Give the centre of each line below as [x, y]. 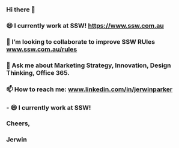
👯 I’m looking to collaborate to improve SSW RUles [80, 41]
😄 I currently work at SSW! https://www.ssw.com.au [85, 25]
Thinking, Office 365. [38, 73]
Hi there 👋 [21, 10]
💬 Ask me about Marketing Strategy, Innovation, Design [89, 65]
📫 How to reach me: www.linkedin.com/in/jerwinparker [89, 89]
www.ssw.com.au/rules [42, 49]
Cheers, [18, 123]
